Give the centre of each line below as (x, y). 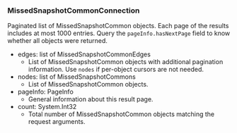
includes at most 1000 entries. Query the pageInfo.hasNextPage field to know (119, 33)
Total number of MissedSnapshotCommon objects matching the (121, 114)
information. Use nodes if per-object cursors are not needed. (116, 70)
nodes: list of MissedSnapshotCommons (76, 77)
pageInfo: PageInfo (46, 92)
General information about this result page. (91, 99)
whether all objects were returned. (58, 41)
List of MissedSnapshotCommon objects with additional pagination (126, 62)
